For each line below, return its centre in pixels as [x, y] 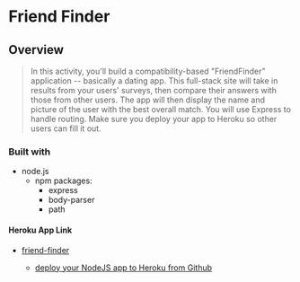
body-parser [71, 200]
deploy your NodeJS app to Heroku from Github [124, 268]
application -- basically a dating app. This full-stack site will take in [154, 81]
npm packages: [63, 181]
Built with [30, 152]
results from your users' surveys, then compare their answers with [154, 90]
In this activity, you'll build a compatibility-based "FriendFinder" [148, 71]
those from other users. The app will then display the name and [148, 100]
